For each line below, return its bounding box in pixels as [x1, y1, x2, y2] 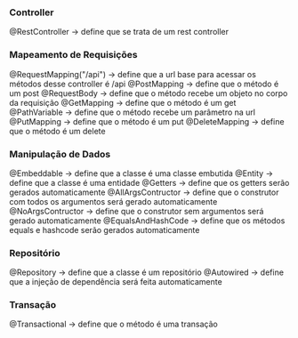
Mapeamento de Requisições [9, 49, 138, 61]
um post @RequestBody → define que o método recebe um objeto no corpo [9, 87, 288, 99]
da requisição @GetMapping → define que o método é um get [9, 97, 237, 108]
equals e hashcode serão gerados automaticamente [9, 224, 200, 235]
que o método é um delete [9, 125, 106, 136]
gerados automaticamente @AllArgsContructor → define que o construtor [9, 187, 279, 197]
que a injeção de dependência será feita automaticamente [9, 277, 222, 287]
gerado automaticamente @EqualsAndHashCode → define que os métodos [9, 215, 286, 226]
